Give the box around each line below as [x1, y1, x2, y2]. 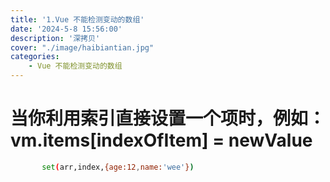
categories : [10, 52, 60, 62]
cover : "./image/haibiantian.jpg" [10, 42, 155, 53]
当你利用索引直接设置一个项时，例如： [10, 107, 327, 130]
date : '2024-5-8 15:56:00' [10, 24, 123, 34]
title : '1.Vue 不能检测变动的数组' [10, 14, 145, 25]
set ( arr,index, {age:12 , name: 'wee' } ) [41, 162, 195, 172]
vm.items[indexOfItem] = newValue [10, 129, 313, 152]
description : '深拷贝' [10, 33, 101, 43]
